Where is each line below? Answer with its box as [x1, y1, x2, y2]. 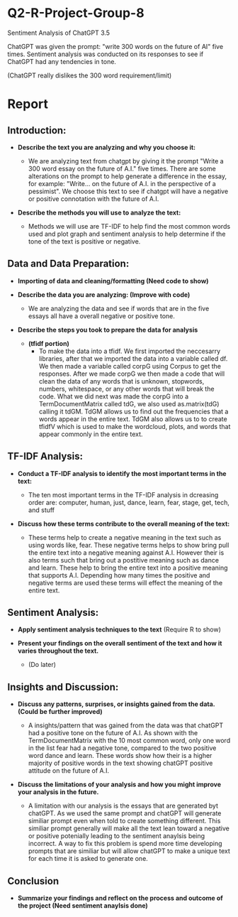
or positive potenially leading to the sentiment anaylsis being [28, 832, 205, 840]
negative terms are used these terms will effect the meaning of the [28, 578, 223, 587]
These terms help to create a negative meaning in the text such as [28, 533, 222, 541]
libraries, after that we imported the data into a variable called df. [38, 354, 228, 363]
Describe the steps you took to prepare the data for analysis [17, 325, 198, 334]
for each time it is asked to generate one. [28, 854, 149, 863]
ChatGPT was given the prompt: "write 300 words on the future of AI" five [7, 42, 224, 50]
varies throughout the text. [17, 646, 99, 655]
